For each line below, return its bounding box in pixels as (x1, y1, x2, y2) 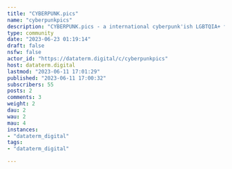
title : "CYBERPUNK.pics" (7, 10, 79, 17)
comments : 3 (7, 94, 41, 101)
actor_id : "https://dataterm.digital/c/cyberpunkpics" (7, 55, 168, 62)
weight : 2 (7, 100, 36, 107)
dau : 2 (7, 107, 26, 114)
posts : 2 (7, 87, 32, 94)
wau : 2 (7, 113, 26, 120)
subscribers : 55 (7, 81, 54, 88)
